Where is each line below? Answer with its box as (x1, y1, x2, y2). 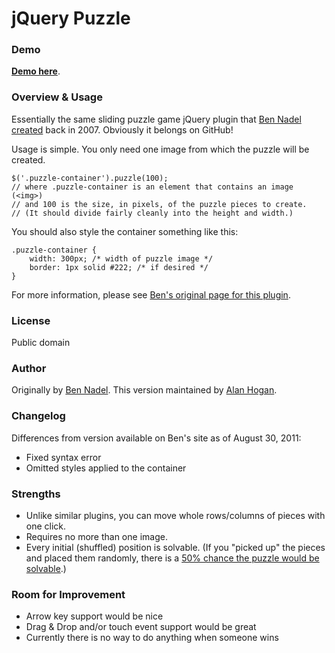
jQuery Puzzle (11, 7, 131, 30)
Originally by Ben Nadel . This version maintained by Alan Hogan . (11, 384, 278, 396)
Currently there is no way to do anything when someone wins (25, 632, 279, 644)
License (11, 313, 51, 327)
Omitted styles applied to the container (25, 462, 187, 474)
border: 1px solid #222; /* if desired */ (29, 262, 209, 272)
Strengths (11, 487, 61, 501)
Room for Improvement (11, 587, 126, 601)
